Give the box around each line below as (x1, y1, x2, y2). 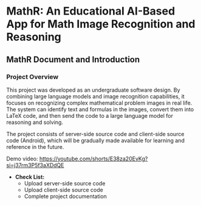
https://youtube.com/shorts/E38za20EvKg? (39, 155, 148, 162)
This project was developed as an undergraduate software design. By (6, 86, 180, 94)
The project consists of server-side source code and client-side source (6, 130, 185, 137)
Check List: (15, 173, 45, 180)
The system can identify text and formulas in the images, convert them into (6, 105, 194, 113)
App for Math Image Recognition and (6, 17, 196, 31)
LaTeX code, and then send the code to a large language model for (6, 112, 173, 119)
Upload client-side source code (24, 186, 103, 193)
